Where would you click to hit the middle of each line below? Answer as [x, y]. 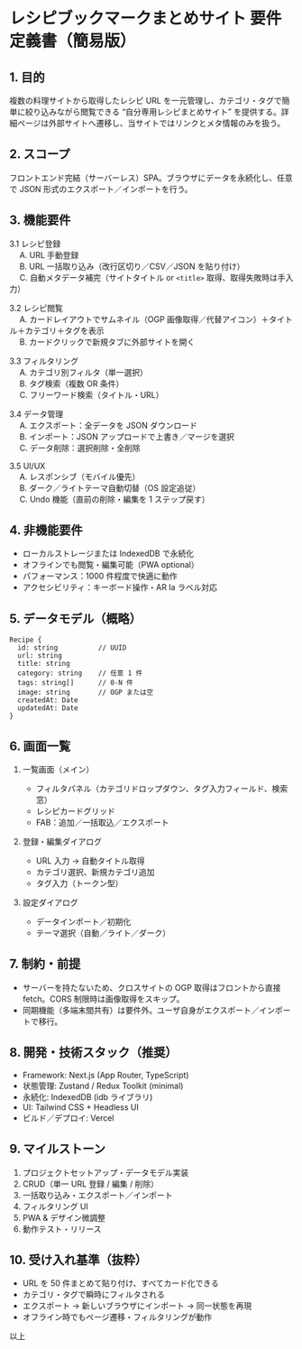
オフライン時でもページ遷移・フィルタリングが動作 [117, 1317]
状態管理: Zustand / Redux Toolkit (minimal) [103, 1086]
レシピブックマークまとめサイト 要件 [146, 18]
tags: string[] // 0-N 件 [75, 683]
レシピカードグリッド [75, 811]
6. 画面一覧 [40, 746]
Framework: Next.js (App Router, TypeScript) [105, 1075]
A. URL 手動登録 [49, 254]
